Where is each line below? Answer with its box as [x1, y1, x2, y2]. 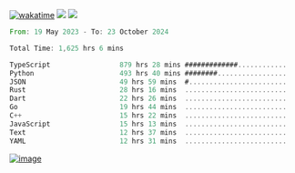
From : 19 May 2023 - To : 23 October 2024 [9, 27, 169, 36]
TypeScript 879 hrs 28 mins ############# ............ [9, 60, 287, 69]
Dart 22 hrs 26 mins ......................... [9, 94, 287, 104]
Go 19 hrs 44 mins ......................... [9, 103, 287, 112]
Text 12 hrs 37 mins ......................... [9, 127, 287, 137]
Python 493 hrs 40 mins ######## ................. [9, 68, 287, 77]
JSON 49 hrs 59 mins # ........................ [9, 77, 287, 86]
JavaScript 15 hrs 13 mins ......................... [9, 119, 287, 128]
